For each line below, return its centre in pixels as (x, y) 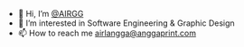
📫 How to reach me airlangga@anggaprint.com (107, 33)
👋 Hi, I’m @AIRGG (51, 14)
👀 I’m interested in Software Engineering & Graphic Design (126, 23)
